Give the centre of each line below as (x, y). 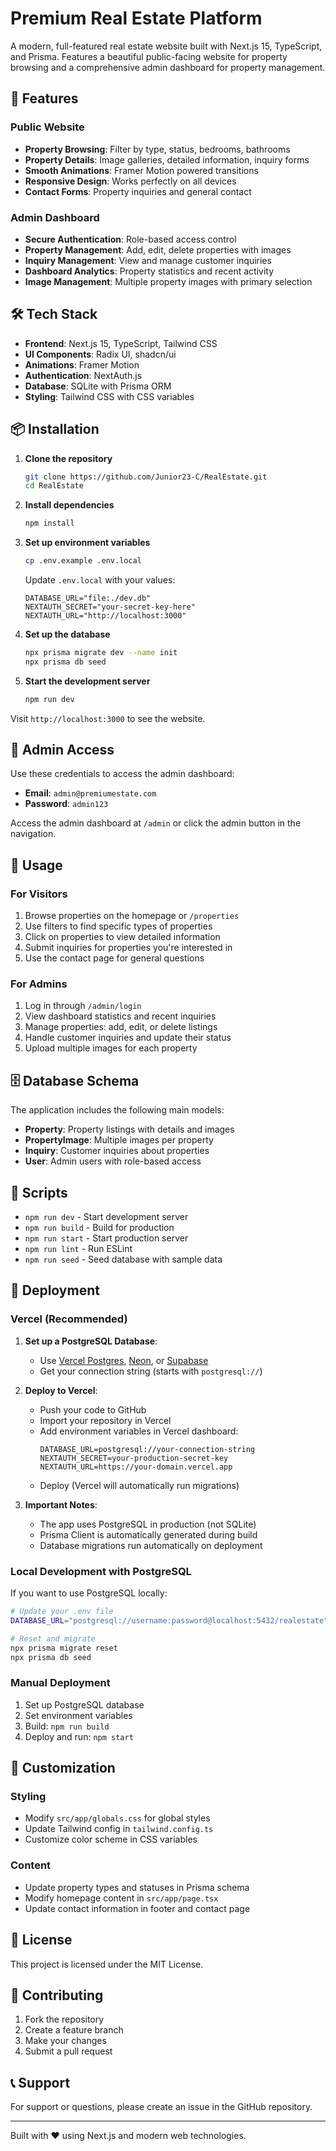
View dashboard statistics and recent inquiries (120, 1016)
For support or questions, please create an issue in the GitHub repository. (161, 2107)
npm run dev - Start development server (106, 1217)
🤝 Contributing (57, 1995)
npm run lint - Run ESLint (78, 1249)
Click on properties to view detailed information (122, 937)
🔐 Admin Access (62, 750)
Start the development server (87, 681)
